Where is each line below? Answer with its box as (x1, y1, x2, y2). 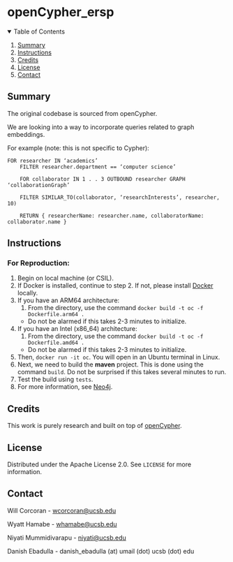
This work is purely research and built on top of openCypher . (7, 422, 183, 430)
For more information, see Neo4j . (17, 383, 113, 391)
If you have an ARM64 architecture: (17, 296, 120, 304)
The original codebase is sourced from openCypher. (7, 109, 158, 117)
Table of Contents (13, 27, 65, 36)
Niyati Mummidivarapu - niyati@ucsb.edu (7, 533, 127, 542)
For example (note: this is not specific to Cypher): (7, 144, 150, 152)
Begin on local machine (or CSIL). (17, 274, 114, 283)
